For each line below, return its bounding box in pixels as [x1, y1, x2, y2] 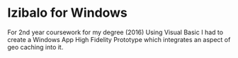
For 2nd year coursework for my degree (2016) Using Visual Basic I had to [7, 28, 224, 36]
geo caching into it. [7, 43, 64, 51]
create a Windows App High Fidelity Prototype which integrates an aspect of [7, 35, 231, 43]
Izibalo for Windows [7, 5, 127, 21]
